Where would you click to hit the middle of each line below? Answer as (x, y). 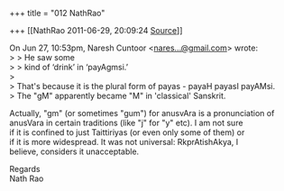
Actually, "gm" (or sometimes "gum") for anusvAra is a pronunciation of (142, 113)
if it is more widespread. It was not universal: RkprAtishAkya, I (124, 142)
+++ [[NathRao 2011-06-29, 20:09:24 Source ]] (96, 30)
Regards (25, 169)
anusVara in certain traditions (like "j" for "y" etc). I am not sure (126, 123)
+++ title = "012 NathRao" (57, 13)
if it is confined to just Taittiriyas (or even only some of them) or (127, 132)
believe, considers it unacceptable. (74, 151)
